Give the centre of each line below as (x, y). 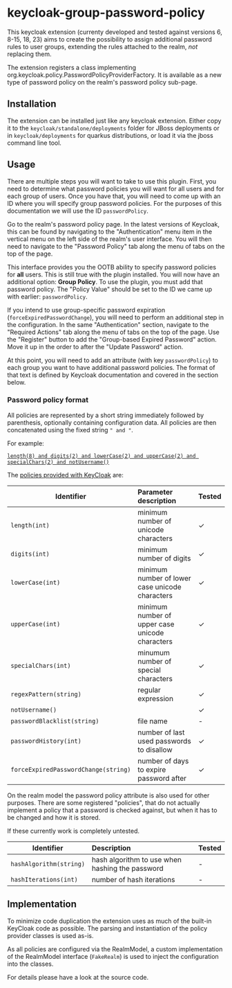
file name (153, 721)
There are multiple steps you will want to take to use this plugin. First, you (112, 181)
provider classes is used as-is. (51, 935)
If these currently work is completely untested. (74, 831)
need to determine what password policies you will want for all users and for (116, 188)
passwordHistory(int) (46, 741)
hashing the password (127, 868)
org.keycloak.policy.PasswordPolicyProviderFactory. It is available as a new (115, 75)
